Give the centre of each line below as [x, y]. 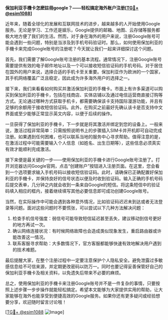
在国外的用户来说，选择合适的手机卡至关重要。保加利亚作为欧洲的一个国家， [84, 72]
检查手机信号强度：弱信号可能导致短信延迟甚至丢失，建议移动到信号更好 [87, 218]
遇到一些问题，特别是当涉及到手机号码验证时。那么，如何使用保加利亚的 [88, 42]
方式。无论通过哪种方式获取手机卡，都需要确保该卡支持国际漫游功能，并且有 [84, 101]
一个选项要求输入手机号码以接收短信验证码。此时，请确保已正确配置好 [81, 172]
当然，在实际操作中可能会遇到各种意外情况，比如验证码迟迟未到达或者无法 [82, 201]
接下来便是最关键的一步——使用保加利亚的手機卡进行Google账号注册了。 [80, 160]
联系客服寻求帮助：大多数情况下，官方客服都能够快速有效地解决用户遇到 [87, 243]
